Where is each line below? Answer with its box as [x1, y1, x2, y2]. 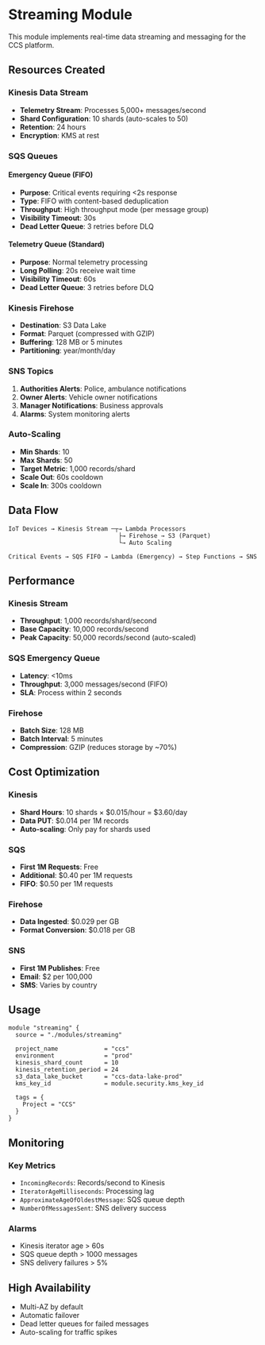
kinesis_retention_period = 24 [15, 1066, 119, 1074]
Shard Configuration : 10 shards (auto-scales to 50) [19, 114, 189, 123]
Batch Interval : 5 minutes [19, 733, 103, 744]
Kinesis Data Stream [8, 87, 89, 99]
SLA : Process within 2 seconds [19, 687, 122, 697]
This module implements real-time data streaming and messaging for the [8, 32, 247, 41]
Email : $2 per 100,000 [19, 972, 93, 981]
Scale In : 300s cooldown [19, 481, 102, 490]
